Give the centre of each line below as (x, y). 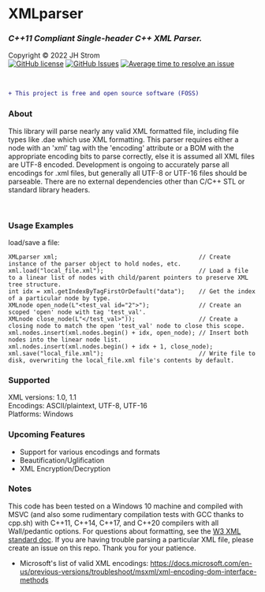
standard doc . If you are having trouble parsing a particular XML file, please (131, 539)
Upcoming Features (47, 434)
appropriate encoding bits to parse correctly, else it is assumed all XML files (131, 156)
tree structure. (35, 285)
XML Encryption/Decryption (65, 468)
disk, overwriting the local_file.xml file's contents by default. (121, 360)
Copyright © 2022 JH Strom (54, 55)
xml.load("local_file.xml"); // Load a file (128, 270)
